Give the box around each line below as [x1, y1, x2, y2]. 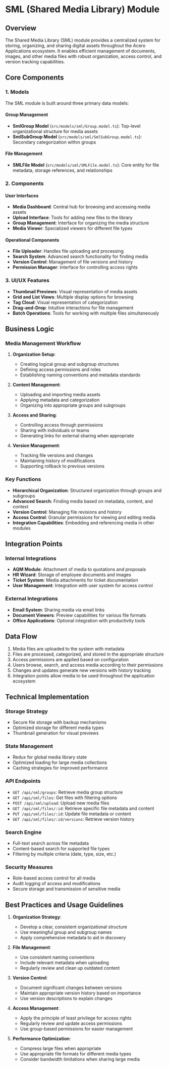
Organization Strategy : [12, 914, 62, 920]
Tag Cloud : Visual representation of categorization [12, 299, 118, 305]
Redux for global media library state [12, 754, 87, 760]
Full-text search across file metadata [12, 840, 89, 847]
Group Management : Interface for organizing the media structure [12, 220, 149, 226]
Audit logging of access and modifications [12, 881, 101, 887]
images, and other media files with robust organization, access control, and [5, 53, 162, 59]
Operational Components [5, 237, 60, 243]
